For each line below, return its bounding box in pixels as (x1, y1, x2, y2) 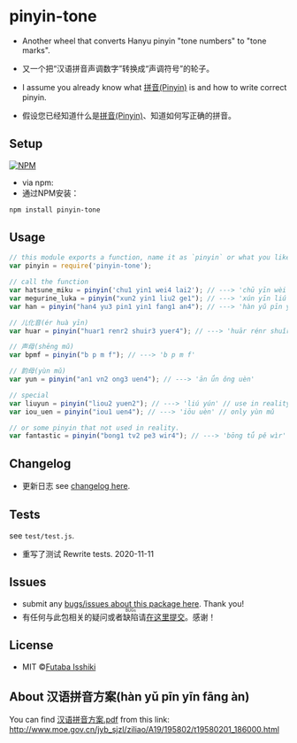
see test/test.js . (9, 530, 75, 541)
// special (9, 391, 49, 399)
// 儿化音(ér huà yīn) (9, 318, 89, 327)
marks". (21, 44, 50, 55)
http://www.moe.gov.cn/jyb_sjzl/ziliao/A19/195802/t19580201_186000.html (9, 724, 280, 735)
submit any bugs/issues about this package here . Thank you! (21, 598, 245, 608)
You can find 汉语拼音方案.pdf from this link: (9, 715, 171, 725)
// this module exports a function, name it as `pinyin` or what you (9, 253, 271, 262)
